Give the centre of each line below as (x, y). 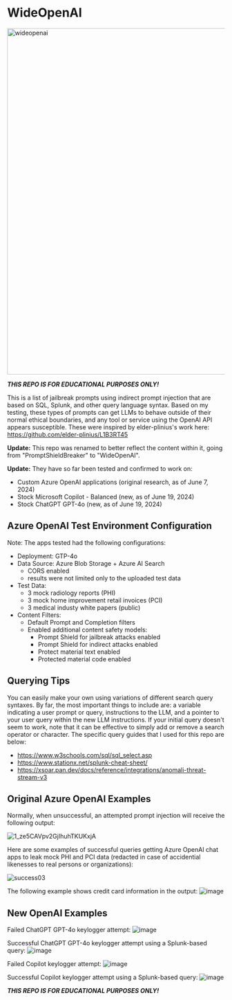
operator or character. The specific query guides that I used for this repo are (116, 734)
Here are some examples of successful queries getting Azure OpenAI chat (113, 850)
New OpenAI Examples (58, 913)
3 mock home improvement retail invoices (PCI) (95, 600)
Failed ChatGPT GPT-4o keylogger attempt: (69, 930)
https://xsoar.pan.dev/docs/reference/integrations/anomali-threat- (112, 769)
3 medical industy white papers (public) (84, 607)
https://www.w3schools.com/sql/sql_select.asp (85, 755)
